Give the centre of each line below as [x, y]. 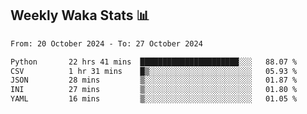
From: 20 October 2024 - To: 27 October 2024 [106, 43]
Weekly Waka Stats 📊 [80, 15]
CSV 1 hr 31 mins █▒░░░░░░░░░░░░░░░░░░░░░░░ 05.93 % [154, 71]
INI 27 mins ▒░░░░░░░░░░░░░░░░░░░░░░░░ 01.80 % [154, 90]
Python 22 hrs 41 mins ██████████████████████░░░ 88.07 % [154, 62]
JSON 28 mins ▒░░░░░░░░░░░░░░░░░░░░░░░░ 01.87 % [154, 80]
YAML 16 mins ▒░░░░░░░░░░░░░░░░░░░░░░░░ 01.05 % [154, 99]
